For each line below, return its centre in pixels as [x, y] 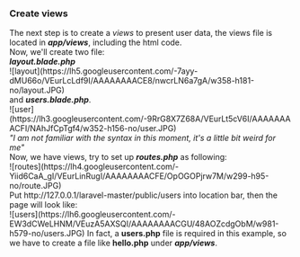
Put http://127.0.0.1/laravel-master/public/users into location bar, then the [144, 195]
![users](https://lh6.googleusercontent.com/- [93, 215]
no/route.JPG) [35, 186]
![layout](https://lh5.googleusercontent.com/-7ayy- [104, 71]
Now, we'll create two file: [57, 52]
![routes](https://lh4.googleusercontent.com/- [94, 167]
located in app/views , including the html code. [96, 42]
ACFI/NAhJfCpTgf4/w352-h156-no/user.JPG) [93, 128]
